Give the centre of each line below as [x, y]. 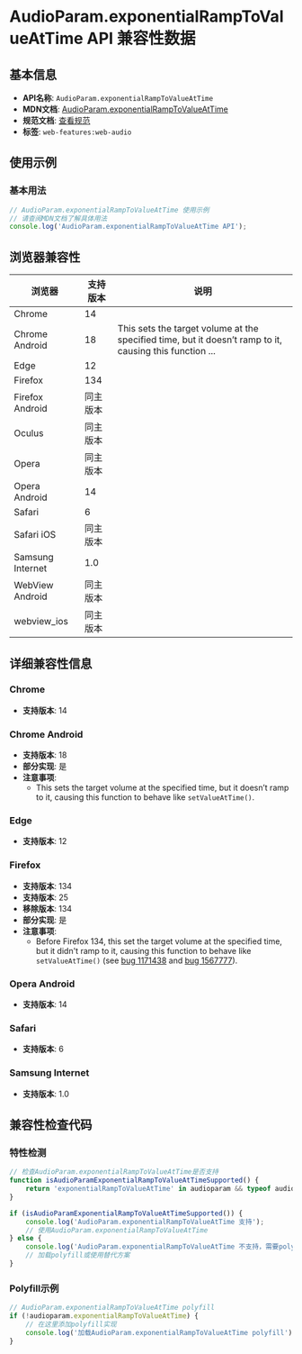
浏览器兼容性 [45, 257]
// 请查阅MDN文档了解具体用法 [58, 218]
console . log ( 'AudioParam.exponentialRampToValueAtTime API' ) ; [128, 227]
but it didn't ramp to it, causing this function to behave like [143, 950]
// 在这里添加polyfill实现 [71, 1324]
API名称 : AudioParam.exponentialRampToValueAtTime [118, 98]
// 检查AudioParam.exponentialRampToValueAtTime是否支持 [114, 1172]
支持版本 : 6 [43, 1049]
